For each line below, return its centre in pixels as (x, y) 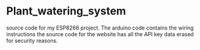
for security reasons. (32, 40)
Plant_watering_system (66, 11)
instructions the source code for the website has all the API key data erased (100, 34)
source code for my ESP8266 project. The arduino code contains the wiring (100, 28)
